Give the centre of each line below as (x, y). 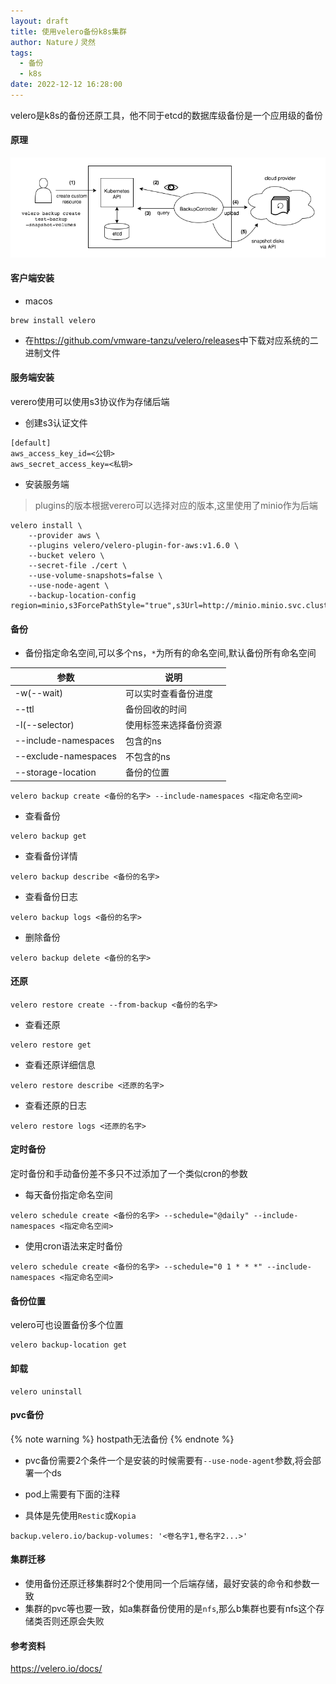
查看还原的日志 (55, 1105)
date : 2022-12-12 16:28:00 (66, 85)
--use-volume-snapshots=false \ (95, 575)
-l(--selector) (44, 724)
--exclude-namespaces (65, 756)
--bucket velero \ (66, 555)
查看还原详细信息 (60, 1064)
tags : (21, 53)
